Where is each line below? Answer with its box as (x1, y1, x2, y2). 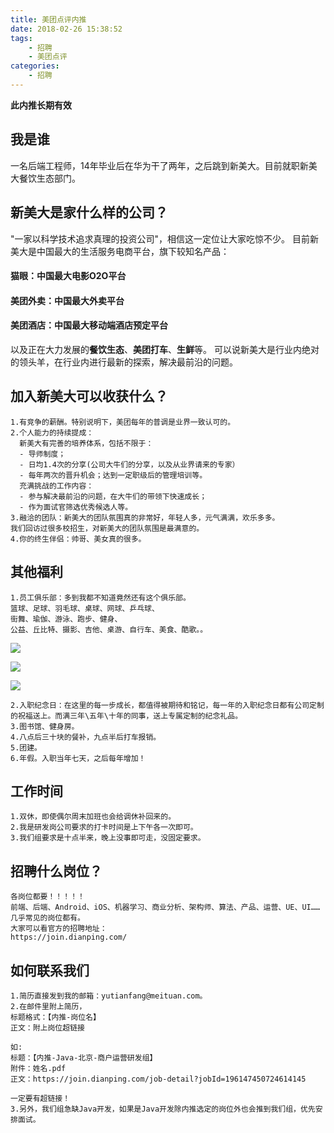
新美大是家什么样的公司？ (10, 204, 168, 221)
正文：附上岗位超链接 (10, 1022, 85, 1033)
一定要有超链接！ (10, 1093, 71, 1103)
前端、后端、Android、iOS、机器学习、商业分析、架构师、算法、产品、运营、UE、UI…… (10, 902, 321, 913)
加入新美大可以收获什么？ (10, 388, 168, 405)
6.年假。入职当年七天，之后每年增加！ (10, 753, 147, 763)
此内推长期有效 (10, 99, 72, 111)
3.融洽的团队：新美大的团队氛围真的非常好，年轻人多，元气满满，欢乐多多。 (10, 512, 280, 523)
